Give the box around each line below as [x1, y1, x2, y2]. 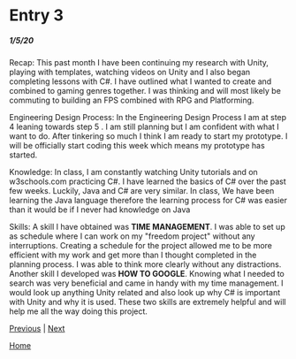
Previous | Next [9, 324, 65, 334]
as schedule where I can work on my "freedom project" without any [9, 231, 255, 241]
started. [9, 149, 38, 160]
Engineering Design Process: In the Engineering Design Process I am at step [9, 112, 287, 123]
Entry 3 [9, 5, 65, 26]
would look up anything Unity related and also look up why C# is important [9, 287, 281, 298]
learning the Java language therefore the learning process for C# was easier [9, 195, 287, 206]
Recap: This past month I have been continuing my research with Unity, [9, 57, 269, 68]
